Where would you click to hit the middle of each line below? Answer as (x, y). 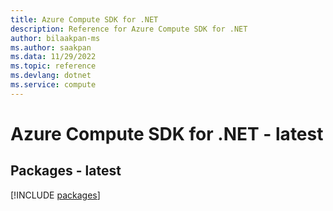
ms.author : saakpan (51, 47)
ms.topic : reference (53, 66)
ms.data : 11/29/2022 (53, 57)
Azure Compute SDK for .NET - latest (167, 133)
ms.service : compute (53, 85)
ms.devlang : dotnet (51, 76)
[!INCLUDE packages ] (55, 195)
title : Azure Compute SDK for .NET (84, 19)
